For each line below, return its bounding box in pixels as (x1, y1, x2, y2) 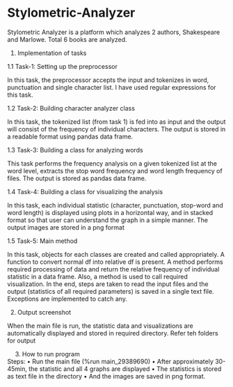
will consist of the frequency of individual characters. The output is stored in (7, 125, 226, 133)
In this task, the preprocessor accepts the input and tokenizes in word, (7, 75, 209, 84)
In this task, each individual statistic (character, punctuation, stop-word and (7, 200, 224, 210)
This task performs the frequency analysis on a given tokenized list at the (7, 159, 218, 168)
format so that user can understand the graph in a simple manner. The (7, 216, 209, 224)
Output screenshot (17, 308, 72, 316)
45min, (7, 364, 28, 373)
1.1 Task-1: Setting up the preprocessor (7, 62, 118, 70)
